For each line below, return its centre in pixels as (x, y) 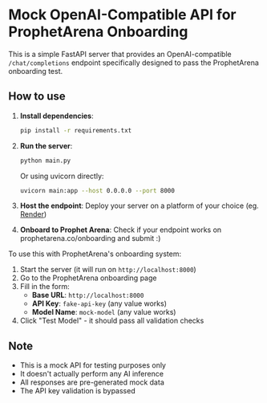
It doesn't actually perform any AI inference (92, 374)
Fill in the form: (44, 287)
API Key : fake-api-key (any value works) (99, 303)
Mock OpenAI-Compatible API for (122, 15)
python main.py (45, 161)
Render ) (33, 214)
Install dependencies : (57, 116)
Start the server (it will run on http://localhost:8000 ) (108, 270)
